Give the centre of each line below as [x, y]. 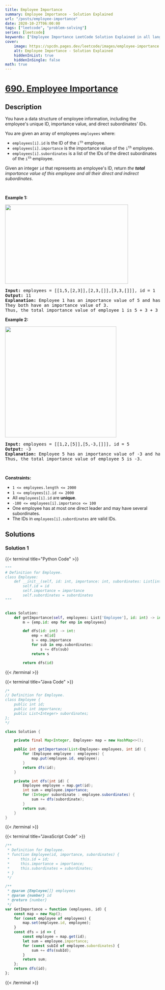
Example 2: [17, 320]
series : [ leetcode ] [25, 32]
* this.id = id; [28, 859]
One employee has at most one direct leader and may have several [80, 508]
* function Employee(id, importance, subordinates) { [63, 855]
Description [23, 107]
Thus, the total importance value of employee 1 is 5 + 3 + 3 [82, 310]
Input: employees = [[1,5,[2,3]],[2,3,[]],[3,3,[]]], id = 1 [80, 291]
